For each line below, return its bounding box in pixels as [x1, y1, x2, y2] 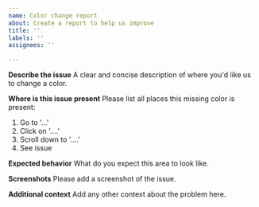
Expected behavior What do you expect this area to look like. [8, 158, 209, 168]
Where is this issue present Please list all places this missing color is [8, 94, 235, 103]
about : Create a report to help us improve [8, 19, 155, 27]
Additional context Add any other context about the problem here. [8, 189, 226, 199]
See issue [19, 143, 52, 153]
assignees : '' [8, 41, 56, 49]
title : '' [8, 26, 41, 34]
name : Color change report [8, 11, 98, 20]
